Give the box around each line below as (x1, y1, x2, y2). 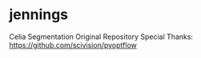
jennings (9, 6, 69, 24)
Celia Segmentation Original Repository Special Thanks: (9, 32, 194, 41)
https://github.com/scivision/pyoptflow (9, 40, 137, 49)
